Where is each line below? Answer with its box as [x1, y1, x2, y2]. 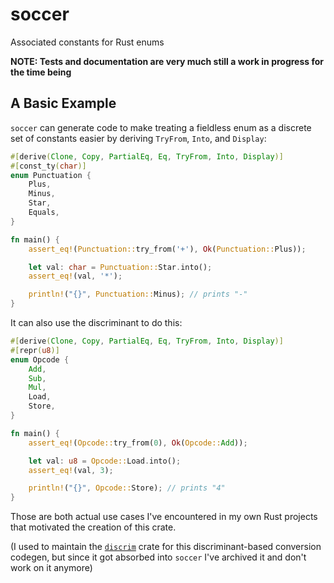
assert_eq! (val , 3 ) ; [28, 465, 114, 475]
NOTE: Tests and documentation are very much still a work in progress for [10, 55, 325, 67]
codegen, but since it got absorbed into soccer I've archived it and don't [10, 551, 307, 563]
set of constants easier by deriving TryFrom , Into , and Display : [10, 132, 267, 144]
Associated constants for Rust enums [10, 36, 165, 48]
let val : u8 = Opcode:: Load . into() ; [28, 456, 182, 466]
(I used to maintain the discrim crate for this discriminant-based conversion [10, 541, 322, 553]
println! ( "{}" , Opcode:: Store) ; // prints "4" [28, 483, 226, 493]
